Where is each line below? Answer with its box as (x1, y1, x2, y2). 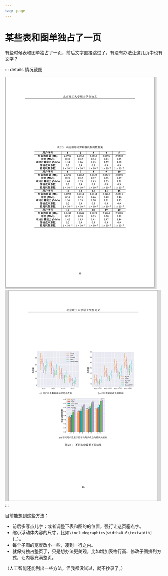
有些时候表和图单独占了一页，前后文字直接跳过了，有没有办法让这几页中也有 (5, 49, 163, 55)
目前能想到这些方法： (5, 512, 49, 518)
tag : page (5, 8, 26, 13)
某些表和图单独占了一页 (5, 32, 102, 43)
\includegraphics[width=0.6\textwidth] (69, 530, 152, 535)
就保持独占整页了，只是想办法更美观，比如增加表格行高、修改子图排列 (12, 548, 157, 554)
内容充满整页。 (25, 554, 56, 560)
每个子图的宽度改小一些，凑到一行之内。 (12, 542, 96, 548)
